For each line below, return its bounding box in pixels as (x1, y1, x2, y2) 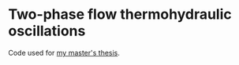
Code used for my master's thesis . (8, 48, 121, 57)
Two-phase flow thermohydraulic (8, 5, 232, 23)
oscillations (8, 22, 86, 40)
